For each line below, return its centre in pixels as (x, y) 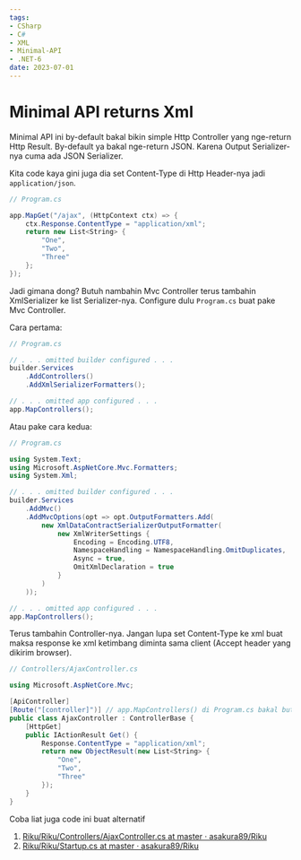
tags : (19, 17)
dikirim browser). (41, 653)
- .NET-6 (26, 59)
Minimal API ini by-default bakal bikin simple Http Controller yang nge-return (150, 136)
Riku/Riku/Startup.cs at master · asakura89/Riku (111, 846)
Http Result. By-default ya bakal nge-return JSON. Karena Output (130, 146)
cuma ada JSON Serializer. (74, 156)
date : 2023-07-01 (42, 68)
